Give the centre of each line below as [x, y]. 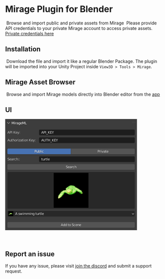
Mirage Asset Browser [40, 82]
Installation [23, 49]
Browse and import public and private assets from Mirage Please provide [82, 23]
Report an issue [30, 254]
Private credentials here [30, 33]
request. [14, 271]
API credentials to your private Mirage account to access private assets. [79, 28]
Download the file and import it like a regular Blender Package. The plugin [82, 61]
